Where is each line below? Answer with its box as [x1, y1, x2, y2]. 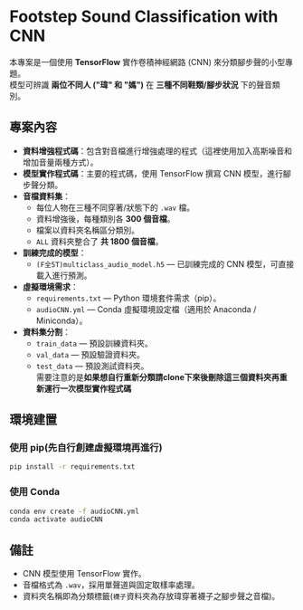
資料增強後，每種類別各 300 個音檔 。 [35, 213, 175, 224]
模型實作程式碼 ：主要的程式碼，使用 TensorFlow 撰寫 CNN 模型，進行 [22, 167, 283, 178]
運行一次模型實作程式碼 [43, 383, 132, 394]
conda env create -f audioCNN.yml [9, 507, 140, 516]
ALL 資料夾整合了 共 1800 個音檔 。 [35, 235, 164, 246]
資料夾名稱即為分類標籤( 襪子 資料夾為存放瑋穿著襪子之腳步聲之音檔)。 [22, 591, 280, 602]
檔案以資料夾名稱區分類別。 [35, 224, 140, 235]
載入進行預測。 [35, 270, 92, 281]
